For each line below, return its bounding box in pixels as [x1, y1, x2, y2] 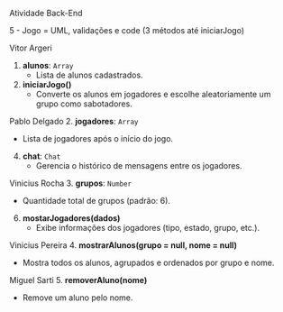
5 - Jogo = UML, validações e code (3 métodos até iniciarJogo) [9, 25, 245, 35]
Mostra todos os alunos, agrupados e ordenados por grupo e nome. [22, 257, 275, 268]
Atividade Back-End [9, 8, 83, 18]
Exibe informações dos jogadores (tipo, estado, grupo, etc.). [35, 223, 260, 233]
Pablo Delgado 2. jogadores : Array [9, 116, 139, 126]
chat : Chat [22, 151, 61, 161]
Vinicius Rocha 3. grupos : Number [9, 178, 132, 188]
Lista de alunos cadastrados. [35, 69, 143, 80]
